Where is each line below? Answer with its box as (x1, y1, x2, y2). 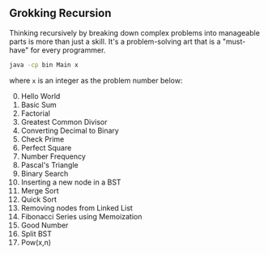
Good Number (20, 220, 69, 230)
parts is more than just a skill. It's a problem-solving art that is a (9, 36, 221, 46)
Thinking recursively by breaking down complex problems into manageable (9, 28, 260, 37)
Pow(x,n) (20, 237, 52, 247)
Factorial (20, 108, 51, 118)
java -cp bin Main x (9, 61, 79, 69)
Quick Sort (20, 194, 57, 204)
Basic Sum (20, 100, 57, 109)
